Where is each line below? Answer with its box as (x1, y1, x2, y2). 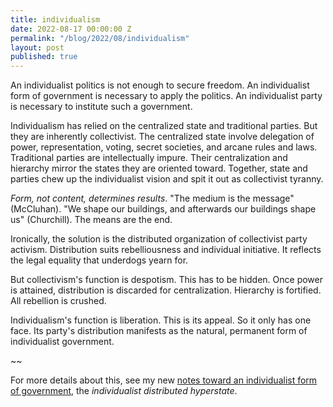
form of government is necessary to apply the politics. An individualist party (10, 90, 323, 102)
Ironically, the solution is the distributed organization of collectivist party (10, 233, 308, 245)
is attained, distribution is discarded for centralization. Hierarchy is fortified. (10, 284, 322, 296)
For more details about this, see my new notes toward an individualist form (10, 374, 318, 386)
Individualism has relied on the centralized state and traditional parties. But (10, 120, 318, 132)
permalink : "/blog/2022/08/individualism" (10, 33, 190, 43)
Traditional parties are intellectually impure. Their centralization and (10, 152, 288, 164)
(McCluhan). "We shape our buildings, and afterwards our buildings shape (10, 203, 317, 215)
